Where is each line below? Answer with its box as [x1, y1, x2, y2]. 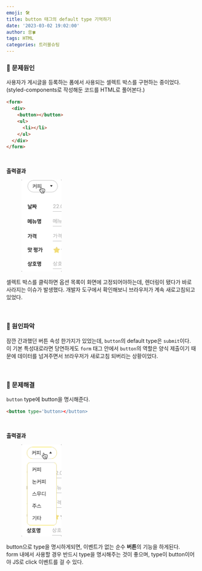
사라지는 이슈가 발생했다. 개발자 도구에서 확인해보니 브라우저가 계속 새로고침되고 [6, 286, 195, 294]
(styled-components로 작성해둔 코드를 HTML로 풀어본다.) [6, 86, 145, 93]
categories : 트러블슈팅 [6, 42, 60, 48]
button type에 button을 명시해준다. [6, 395, 90, 403]
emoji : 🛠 [6, 10, 30, 16]
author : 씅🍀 [6, 29, 36, 35]
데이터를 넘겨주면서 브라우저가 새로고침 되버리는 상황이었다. [17, 352, 158, 359]
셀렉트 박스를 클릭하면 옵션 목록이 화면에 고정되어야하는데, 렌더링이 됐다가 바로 [6, 279, 192, 286]
